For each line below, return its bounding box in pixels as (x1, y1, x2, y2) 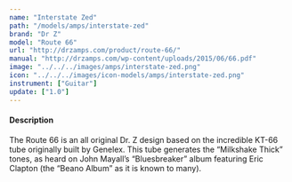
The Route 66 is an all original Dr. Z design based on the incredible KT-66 (9, 134, 279, 145)
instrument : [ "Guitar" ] (9, 79, 98, 88)
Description (9, 115, 54, 125)
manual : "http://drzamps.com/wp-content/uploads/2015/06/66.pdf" (9, 54, 256, 63)
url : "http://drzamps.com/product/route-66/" (9, 46, 181, 55)
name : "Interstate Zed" (9, 12, 98, 22)
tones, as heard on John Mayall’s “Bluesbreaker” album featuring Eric (9, 153, 264, 164)
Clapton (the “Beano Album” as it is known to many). (9, 162, 202, 173)
